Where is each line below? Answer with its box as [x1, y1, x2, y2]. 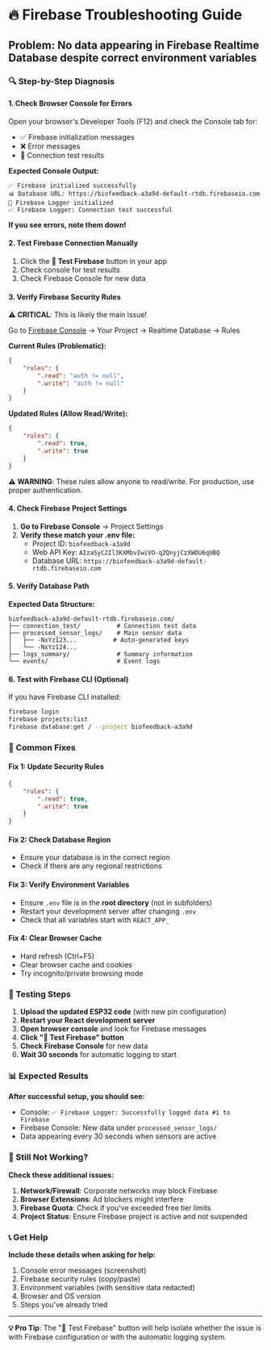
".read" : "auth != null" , [37, 371, 125, 380]
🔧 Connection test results [19, 150, 105, 160]
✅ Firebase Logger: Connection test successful [8, 206, 173, 214]
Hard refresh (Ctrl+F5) [19, 951, 95, 961]
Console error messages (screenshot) [19, 1265, 147, 1276]
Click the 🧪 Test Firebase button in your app [19, 256, 168, 265]
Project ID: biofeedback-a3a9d [31, 538, 131, 548]
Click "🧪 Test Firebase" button [19, 1033, 125, 1043]
